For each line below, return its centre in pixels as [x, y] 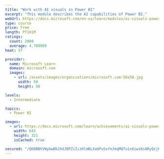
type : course [18, 23]
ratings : [14, 37]
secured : [14, 149]
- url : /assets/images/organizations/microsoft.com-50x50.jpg [78, 78]
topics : [13, 109]
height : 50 [29, 86]
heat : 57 [14, 50]
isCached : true [29, 140]
